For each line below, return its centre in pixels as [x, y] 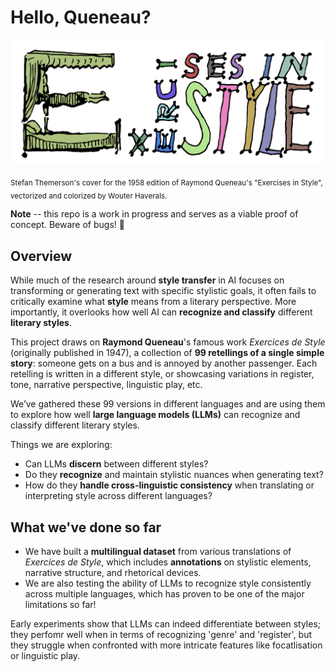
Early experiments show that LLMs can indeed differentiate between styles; [166, 624]
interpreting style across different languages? [118, 496]
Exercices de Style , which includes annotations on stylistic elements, [168, 562]
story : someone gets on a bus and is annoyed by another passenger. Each [164, 363]
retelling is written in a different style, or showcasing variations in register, [162, 374]
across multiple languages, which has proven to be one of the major [164, 594]
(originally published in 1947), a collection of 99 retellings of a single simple [167, 353]
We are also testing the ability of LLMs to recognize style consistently [168, 583]
